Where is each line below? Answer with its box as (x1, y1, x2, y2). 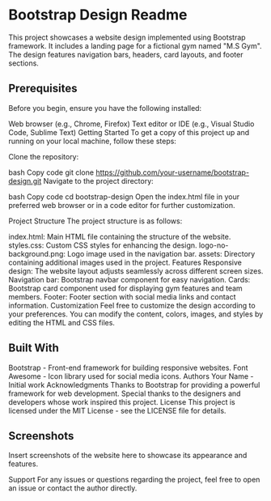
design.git (8, 176, 42, 185)
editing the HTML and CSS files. (8, 317, 116, 327)
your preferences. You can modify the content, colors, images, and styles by (8, 309, 264, 319)
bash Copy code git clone (8, 168, 95, 177)
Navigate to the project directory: (43, 176, 154, 185)
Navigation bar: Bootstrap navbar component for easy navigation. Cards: (8, 274, 251, 284)
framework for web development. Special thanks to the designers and (8, 388, 241, 398)
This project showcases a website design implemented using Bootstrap (8, 32, 246, 42)
